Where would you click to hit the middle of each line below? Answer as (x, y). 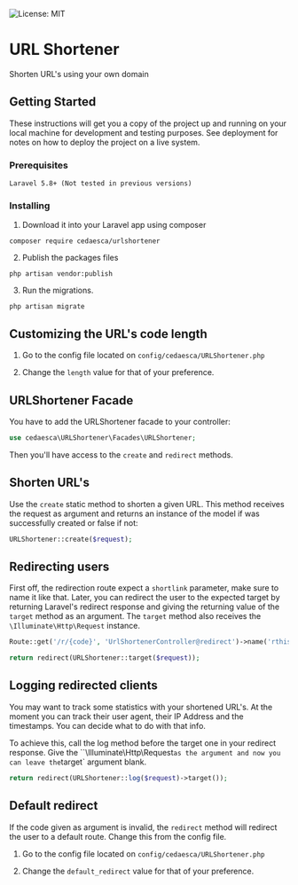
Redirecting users (59, 566)
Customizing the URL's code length (109, 334)
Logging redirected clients (83, 686)
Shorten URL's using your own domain (79, 74)
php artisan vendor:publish (61, 274)
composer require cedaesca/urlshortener (85, 241)
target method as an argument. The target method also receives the (135, 616)
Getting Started (53, 102)
